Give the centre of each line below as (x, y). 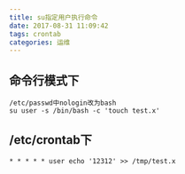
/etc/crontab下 (51, 140)
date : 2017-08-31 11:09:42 (59, 26)
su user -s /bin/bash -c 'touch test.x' (85, 111)
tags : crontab (35, 34)
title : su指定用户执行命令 (54, 17)
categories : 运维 (40, 42)
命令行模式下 (44, 80)
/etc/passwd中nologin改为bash (63, 103)
